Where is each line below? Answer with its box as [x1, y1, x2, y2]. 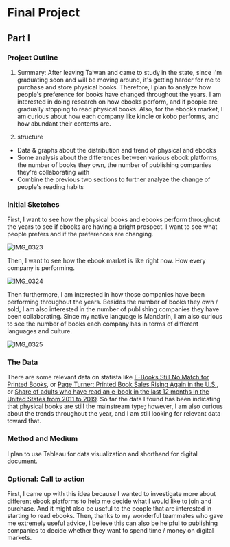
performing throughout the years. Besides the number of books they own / [7, 298, 218, 306]
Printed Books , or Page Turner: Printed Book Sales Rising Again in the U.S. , [7, 380, 219, 389]
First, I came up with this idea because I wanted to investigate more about [7, 490, 216, 498]
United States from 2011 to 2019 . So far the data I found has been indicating [7, 395, 221, 403]
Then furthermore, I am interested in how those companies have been [7, 291, 205, 299]
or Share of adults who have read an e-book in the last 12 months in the [7, 388, 209, 396]
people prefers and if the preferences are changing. [7, 230, 154, 238]
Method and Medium [7, 434, 78, 444]
